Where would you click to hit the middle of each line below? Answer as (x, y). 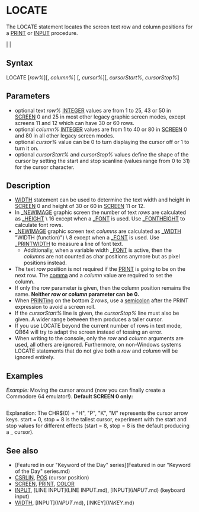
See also (22, 451)
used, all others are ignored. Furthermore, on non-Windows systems (98, 345)
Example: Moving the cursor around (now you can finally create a (86, 390)
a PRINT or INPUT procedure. (42, 33)
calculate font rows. (39, 225)
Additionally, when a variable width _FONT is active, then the (97, 250)
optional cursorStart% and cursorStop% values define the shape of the (102, 154)
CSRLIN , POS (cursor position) (52, 477)
